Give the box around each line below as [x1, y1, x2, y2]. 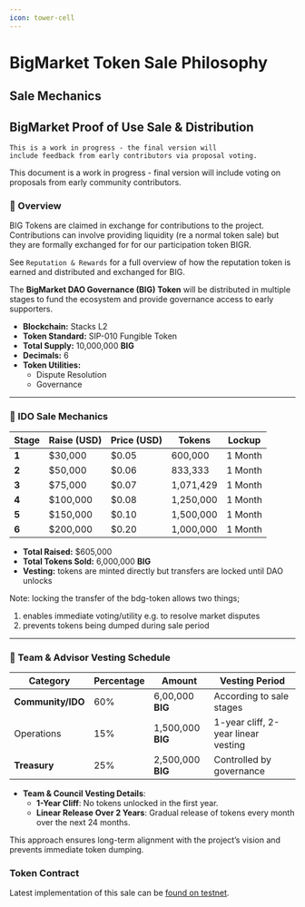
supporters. [9, 303, 53, 314]
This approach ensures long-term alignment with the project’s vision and [9, 834, 281, 845]
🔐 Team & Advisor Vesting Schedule [9, 651, 171, 664]
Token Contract [9, 866, 80, 879]
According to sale [213, 689, 289, 702]
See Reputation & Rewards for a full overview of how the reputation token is [9, 257, 291, 268]
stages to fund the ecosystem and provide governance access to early [9, 294, 274, 305]
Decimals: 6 [22, 350, 70, 361]
